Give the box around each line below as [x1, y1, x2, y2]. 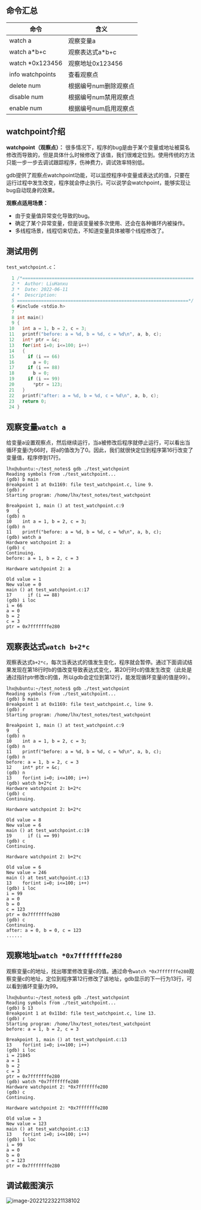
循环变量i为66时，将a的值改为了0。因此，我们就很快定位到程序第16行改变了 [6, 446, 193, 454]
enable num [9, 104, 42, 112]
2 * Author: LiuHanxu [11, 281, 68, 287]
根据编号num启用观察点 [68, 104, 135, 112]
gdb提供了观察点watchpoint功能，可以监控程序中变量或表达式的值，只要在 [6, 171, 190, 178]
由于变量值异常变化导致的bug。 [14, 212, 93, 219]
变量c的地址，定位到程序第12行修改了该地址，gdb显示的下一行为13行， [11, 975, 187, 982]
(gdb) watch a [6, 534, 42, 541]
